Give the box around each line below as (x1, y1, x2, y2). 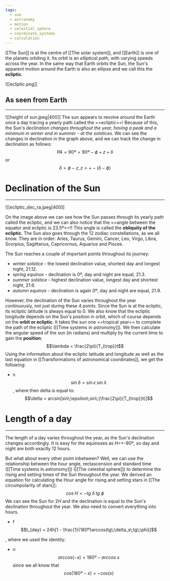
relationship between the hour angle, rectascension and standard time (5, 460, 152, 467)
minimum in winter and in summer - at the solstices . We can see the (5, 130, 147, 136)
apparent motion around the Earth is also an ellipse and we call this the (5, 65, 153, 72)
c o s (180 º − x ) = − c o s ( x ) (64, 570, 114, 576)
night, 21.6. (12, 282, 36, 288)
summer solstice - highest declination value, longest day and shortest (12, 277, 158, 283)
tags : (5, 7, 17, 13)
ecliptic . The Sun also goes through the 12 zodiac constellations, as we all (5, 230, 160, 236)
